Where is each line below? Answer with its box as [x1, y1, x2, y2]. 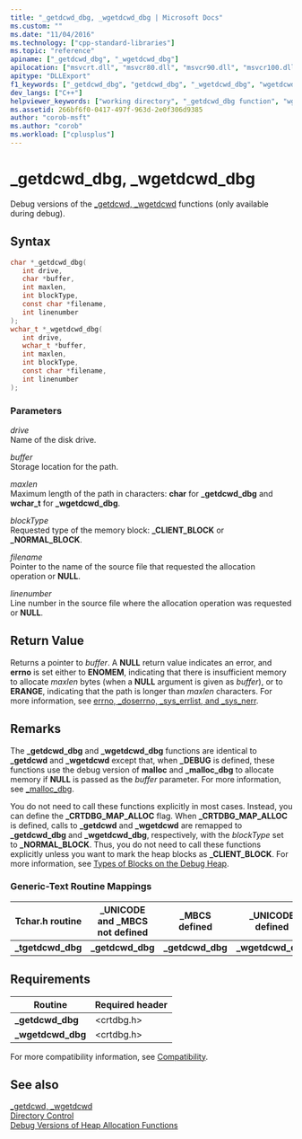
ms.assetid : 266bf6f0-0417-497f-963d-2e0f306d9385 [10, 105, 203, 114]
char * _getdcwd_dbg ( [10, 258, 88, 267]
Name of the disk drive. [10, 434, 97, 445]
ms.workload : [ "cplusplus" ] [10, 130, 116, 139]
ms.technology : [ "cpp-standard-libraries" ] [10, 38, 176, 48]
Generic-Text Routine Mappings [10, 880, 152, 893]
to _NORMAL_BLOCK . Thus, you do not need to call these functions [10, 839, 262, 850]
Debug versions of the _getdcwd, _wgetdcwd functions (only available [10, 199, 270, 209]
